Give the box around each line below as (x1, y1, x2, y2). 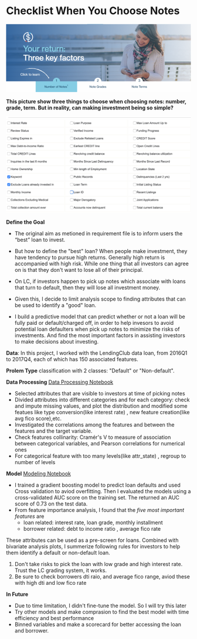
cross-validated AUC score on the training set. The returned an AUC (14, 494, 180, 501)
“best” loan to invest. (14, 236, 66, 243)
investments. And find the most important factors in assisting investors (14, 331, 186, 339)
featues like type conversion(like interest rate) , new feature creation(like (14, 408, 190, 415)
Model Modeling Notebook (6, 470, 72, 477)
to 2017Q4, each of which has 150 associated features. (6, 355, 139, 362)
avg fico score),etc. (14, 415, 62, 422)
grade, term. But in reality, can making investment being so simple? (6, 104, 174, 111)
